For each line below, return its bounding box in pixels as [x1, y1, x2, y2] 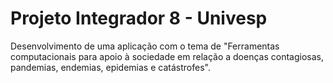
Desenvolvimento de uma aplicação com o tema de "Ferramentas [10, 40, 280, 52]
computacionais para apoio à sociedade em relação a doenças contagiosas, [10, 50, 324, 62]
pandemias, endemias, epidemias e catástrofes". [10, 61, 211, 73]
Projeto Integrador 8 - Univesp [10, 7, 268, 30]
